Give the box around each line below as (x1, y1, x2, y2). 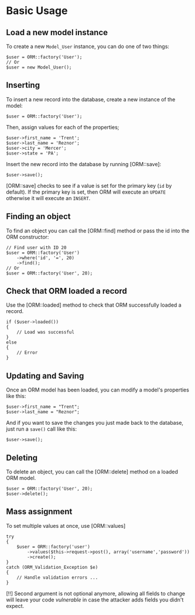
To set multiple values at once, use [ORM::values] (6, 522, 126, 529)
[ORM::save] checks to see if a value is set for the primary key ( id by (6, 182, 172, 189)
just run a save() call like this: (6, 425, 77, 432)
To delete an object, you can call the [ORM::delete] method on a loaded (6, 468, 179, 475)
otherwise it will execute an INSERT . (6, 194, 91, 201)
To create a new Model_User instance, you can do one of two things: (6, 43, 170, 50)
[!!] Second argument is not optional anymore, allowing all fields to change (6, 590, 186, 597)
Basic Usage (6, 4, 68, 18)
